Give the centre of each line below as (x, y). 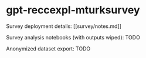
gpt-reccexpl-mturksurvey (73, 10)
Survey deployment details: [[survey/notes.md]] (64, 26)
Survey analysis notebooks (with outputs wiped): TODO (73, 37)
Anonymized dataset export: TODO (48, 48)
